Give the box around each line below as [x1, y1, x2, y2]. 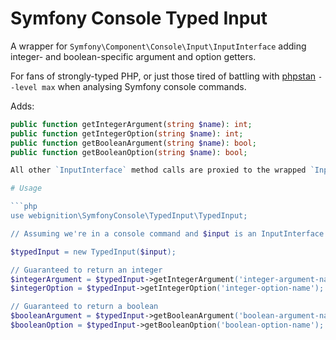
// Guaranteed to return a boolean [10, 302, 159, 312]
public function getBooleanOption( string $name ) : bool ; [10, 147, 248, 157]
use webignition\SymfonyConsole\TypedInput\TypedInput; [10, 211, 248, 221]
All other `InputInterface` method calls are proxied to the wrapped [10, 165, 307, 176]
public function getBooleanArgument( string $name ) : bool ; [10, 138, 257, 148]
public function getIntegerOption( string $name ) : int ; [10, 128, 244, 139]
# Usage [10, 183, 43, 194]
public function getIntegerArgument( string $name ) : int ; [10, 119, 253, 129]
